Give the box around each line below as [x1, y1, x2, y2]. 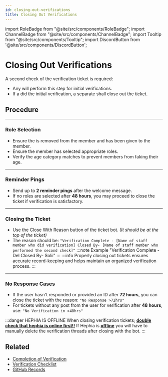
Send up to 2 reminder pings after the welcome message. [12, 187, 132, 194]
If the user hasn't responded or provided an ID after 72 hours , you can [12, 292, 157, 298]
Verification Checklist [12, 361, 56, 367]
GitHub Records [12, 366, 45, 372]
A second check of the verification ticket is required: [5, 76, 113, 82]
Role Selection [5, 126, 41, 133]
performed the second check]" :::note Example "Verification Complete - [12, 247, 160, 253]
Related [5, 342, 30, 351]
